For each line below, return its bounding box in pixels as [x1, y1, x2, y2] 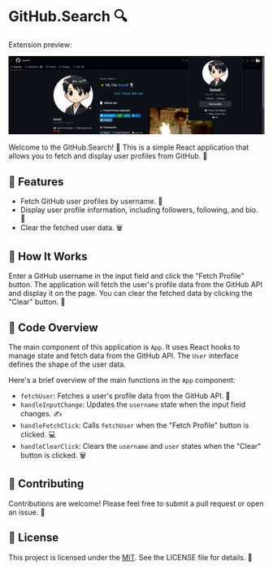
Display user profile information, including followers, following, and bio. [19, 205, 258, 215]
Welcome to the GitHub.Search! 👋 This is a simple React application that [8, 142, 249, 152]
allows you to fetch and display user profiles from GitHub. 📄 [8, 151, 208, 161]
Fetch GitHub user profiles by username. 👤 [19, 197, 163, 207]
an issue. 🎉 [8, 507, 45, 517]
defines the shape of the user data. [8, 359, 126, 369]
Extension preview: [8, 39, 72, 50]
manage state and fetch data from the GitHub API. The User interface [8, 350, 239, 360]
